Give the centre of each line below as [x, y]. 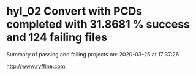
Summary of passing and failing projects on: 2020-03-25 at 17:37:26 [93, 54]
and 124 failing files [57, 37]
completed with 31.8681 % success [98, 24]
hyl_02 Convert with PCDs [74, 11]
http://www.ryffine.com [36, 66]
